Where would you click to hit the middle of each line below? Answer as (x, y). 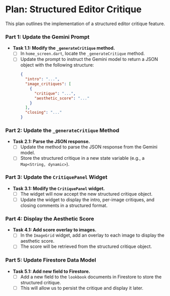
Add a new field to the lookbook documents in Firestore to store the (91, 277)
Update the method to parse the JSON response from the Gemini (89, 147)
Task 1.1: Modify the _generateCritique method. (64, 48)
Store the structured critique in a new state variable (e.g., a (82, 158)
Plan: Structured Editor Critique (73, 9)
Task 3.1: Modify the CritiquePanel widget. (59, 188)
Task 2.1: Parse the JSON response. (51, 141)
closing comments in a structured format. (64, 205)
